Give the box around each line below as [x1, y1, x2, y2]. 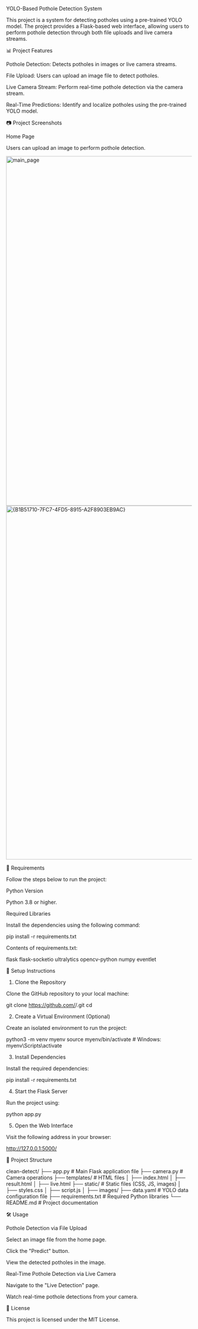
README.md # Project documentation [6, 1199, 98, 1206]
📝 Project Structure [6, 1156, 52, 1163]
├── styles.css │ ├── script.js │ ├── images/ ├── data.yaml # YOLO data [6, 1187, 189, 1193]
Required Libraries [6, 910, 51, 917]
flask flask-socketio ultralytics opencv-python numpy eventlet [6, 956, 157, 963]
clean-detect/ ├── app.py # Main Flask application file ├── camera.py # [6, 1168, 184, 1174]
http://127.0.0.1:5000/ [6, 1145, 57, 1152]
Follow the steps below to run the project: [6, 876, 107, 882]
